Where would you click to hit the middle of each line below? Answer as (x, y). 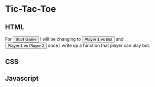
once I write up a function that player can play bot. (99, 45)
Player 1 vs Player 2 (26, 46)
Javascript (22, 78)
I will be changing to (61, 39)
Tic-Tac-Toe (31, 9)
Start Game (26, 39)
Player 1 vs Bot (98, 39)
